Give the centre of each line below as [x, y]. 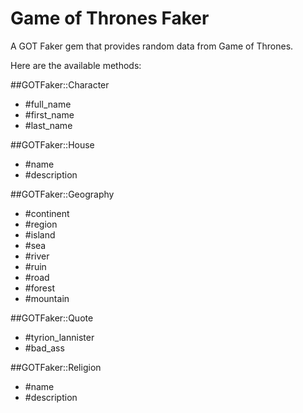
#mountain [47, 298]
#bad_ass [44, 348]
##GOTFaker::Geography [62, 194]
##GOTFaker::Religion [56, 367]
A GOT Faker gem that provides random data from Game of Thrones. [152, 46]
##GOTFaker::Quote [52, 318]
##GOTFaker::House [52, 144]
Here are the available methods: [76, 65]
